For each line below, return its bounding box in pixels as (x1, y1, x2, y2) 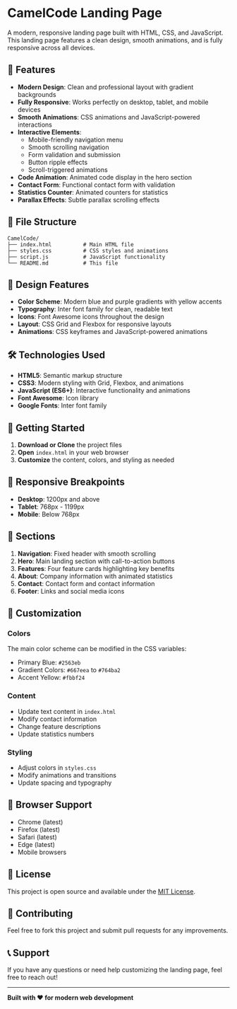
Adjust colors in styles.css (17, 763, 97, 772)
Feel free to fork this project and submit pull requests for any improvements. (7, 926, 229, 935)
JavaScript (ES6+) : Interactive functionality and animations (17, 386, 190, 395)
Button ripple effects (28, 158, 88, 166)
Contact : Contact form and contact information (17, 579, 155, 588)
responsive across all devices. (7, 43, 95, 52)
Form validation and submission (28, 150, 121, 158)
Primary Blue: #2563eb (17, 658, 81, 667)
